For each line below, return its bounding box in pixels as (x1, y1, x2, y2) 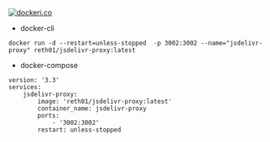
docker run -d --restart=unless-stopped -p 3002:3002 (8, 39, 198, 47)
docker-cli (19, 24, 55, 32)
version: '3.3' (8, 76, 60, 84)
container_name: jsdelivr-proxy (37, 105, 148, 113)
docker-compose (19, 61, 79, 70)
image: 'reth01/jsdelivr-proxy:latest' (37, 97, 173, 105)
